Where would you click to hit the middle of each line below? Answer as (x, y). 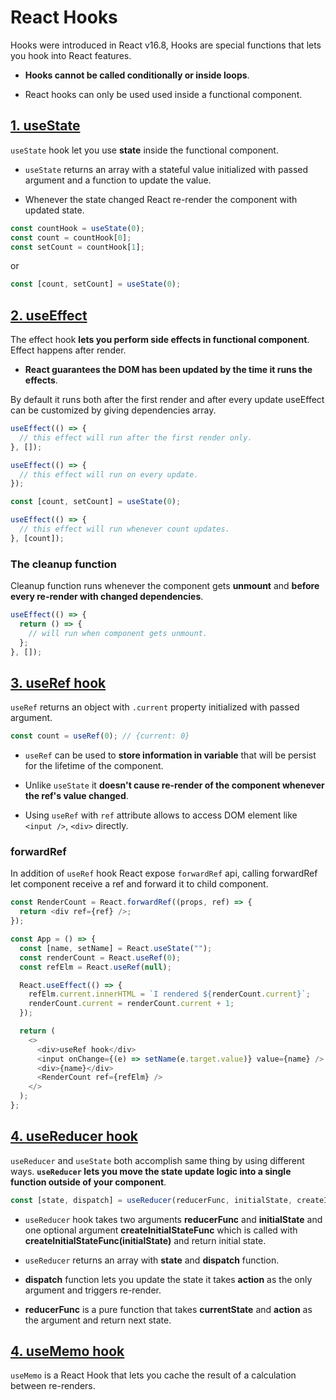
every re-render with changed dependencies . (107, 597)
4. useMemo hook (67, 1351)
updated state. (54, 210)
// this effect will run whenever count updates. (124, 529)
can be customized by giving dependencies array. (113, 410)
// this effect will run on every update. (109, 474)
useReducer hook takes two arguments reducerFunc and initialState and (173, 1219)
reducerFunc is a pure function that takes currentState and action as (168, 1309)
